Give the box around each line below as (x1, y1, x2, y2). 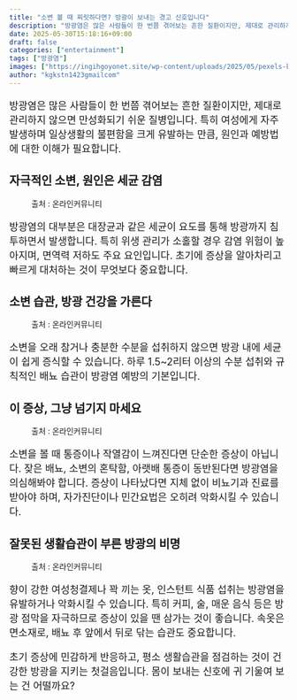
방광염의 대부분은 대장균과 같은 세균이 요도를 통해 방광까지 (9, 220, 267, 233)
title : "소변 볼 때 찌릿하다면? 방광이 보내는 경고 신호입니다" (9, 12, 210, 22)
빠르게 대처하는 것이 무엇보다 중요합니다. (9, 263, 188, 276)
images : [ (9, 63, 46, 72)
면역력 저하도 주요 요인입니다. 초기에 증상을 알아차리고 (42, 249, 282, 262)
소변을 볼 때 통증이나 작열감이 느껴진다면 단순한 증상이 (9, 448, 249, 461)
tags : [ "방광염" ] (9, 54, 68, 63)
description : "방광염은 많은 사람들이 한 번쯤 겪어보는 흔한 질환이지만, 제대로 (9, 21, 264, 30)
